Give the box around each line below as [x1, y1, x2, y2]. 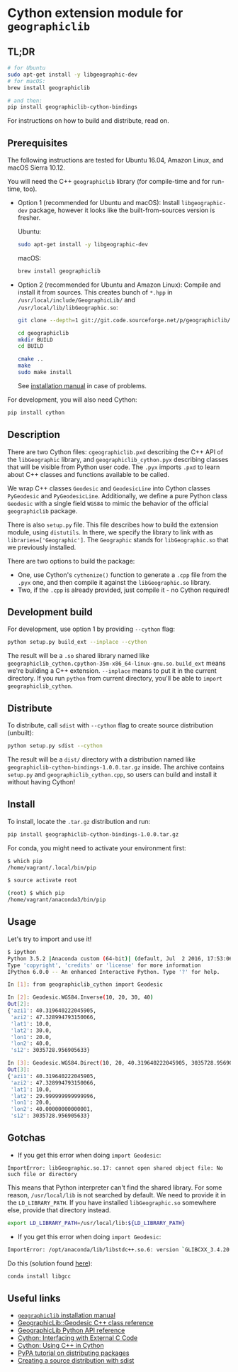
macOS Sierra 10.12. [7, 163, 66, 172]
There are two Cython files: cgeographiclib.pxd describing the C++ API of [7, 447, 224, 456]
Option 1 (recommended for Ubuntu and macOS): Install [17, 199, 181, 207]
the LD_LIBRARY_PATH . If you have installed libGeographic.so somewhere [7, 1198, 217, 1207]
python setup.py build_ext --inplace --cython [7, 639, 147, 646]
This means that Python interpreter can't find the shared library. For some [7, 1183, 222, 1192]
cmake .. [17, 356, 44, 363]
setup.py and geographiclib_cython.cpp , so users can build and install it [7, 770, 217, 779]
